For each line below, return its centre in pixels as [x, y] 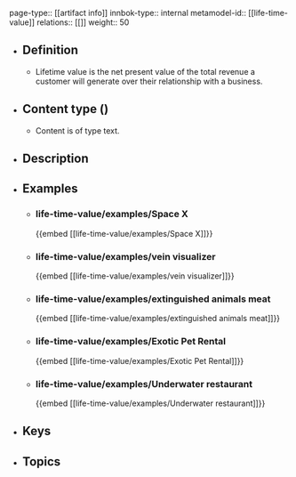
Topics [41, 461]
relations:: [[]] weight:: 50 [83, 22]
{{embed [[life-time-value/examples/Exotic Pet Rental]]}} [140, 360]
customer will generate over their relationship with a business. [149, 81]
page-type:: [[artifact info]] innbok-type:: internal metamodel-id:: [128, 13]
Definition [50, 50]
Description [55, 159]
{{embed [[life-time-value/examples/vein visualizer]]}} [135, 276]
